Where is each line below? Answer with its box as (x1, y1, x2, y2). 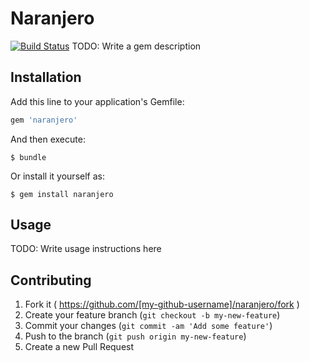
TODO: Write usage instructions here (10, 243, 162, 255)
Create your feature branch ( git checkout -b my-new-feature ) (24, 309, 281, 321)
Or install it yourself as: (10, 170, 105, 182)
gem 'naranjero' (10, 115, 78, 125)
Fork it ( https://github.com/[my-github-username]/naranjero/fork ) (24, 298, 300, 311)
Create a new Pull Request (24, 341, 135, 353)
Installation (10, 69, 82, 86)
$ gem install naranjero (10, 189, 114, 199)
